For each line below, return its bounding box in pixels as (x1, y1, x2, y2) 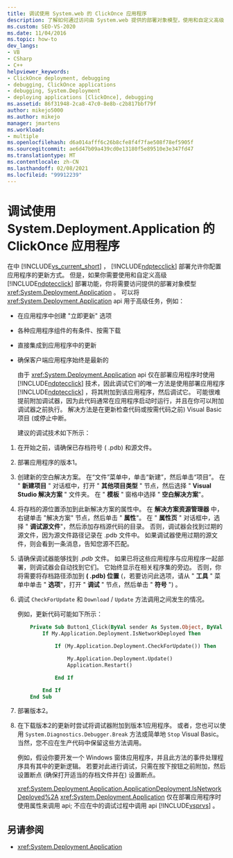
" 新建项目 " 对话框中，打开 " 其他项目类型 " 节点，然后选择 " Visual (17, 481, 212, 490)
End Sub (30, 693, 52, 701)
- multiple (7, 132, 39, 139)
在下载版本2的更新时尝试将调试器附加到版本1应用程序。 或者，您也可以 (17, 721, 220, 730)
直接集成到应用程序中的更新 (17, 341, 97, 350)
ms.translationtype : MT (7, 152, 76, 160)
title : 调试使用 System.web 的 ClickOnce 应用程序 (7, 10, 147, 17)
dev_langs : (7, 42, 39, 49)
